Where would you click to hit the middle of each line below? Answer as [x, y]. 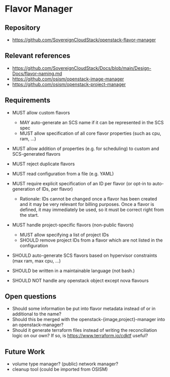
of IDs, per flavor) [54, 189]
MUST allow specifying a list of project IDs [64, 235]
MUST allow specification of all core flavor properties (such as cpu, [90, 133]
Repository [23, 28]
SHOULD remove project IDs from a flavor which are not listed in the [91, 240]
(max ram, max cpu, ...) [36, 260]
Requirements [27, 100]
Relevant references [38, 56]
